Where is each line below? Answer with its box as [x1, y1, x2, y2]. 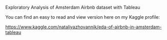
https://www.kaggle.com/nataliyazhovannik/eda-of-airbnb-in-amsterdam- [5, 24, 162, 30]
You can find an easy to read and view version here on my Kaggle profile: [5, 14, 160, 20]
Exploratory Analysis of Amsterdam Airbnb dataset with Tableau [5, 5, 140, 10]
